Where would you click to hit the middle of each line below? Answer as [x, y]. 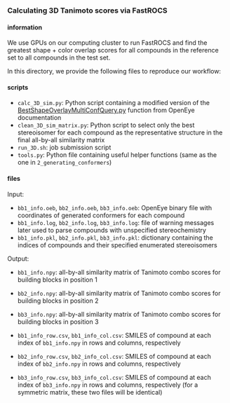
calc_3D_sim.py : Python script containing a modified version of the [114, 103]
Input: [16, 194]
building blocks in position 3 [58, 322]
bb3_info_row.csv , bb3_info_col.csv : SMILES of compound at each [114, 377]
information [25, 27]
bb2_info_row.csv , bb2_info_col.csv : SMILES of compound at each [114, 356]
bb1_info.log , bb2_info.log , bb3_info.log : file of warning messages [116, 222]
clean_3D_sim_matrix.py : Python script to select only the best [106, 125]
